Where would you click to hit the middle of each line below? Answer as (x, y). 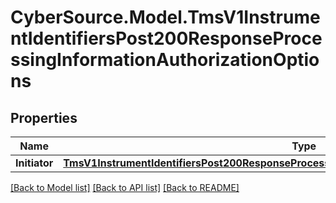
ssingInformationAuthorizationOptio (165, 60)
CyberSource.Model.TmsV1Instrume (165, 17)
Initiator (34, 163)
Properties (44, 117)
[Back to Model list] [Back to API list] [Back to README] (125, 187)
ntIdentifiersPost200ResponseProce (166, 38)
